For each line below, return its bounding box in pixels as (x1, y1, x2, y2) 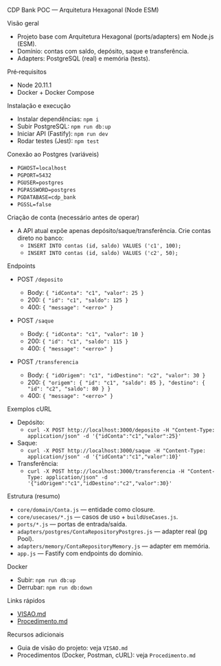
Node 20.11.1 (16, 81, 52, 89)
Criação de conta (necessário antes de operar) (7, 213, 139, 221)
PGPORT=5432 (16, 172, 51, 179)
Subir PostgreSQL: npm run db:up (16, 122, 111, 130)
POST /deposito (16, 275, 63, 283)
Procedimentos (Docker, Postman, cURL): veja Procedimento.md (16, 651, 196, 659)
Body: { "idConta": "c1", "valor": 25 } (27, 289, 144, 296)
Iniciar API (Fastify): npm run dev (16, 130, 108, 137)
